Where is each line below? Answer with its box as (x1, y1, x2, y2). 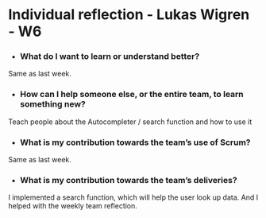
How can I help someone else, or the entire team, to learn (19, 89, 244, 100)
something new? (19, 99, 86, 110)
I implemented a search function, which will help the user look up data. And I (8, 193, 259, 202)
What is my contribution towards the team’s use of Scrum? (19, 137, 252, 148)
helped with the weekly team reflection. (8, 201, 137, 211)
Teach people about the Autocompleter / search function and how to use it (8, 117, 253, 127)
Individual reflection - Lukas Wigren (8, 6, 250, 24)
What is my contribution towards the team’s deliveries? (19, 175, 237, 185)
